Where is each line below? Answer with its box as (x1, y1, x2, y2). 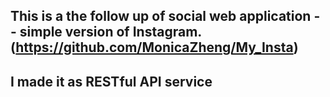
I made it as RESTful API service (10, 73, 213, 90)
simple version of (19, 24, 130, 41)
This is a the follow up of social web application (10, 8, 312, 25)
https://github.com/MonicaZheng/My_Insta (15, 39, 294, 56)
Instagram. (132, 24, 203, 41)
